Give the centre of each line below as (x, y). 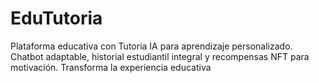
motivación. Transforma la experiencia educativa (111, 67)
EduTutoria (56, 18)
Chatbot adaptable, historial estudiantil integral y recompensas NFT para (160, 56)
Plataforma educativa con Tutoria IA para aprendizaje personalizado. (151, 46)
